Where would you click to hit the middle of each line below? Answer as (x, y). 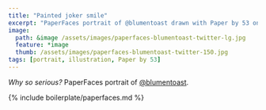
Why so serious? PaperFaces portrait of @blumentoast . (99, 82)
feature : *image (42, 45)
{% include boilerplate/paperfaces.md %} (76, 97)
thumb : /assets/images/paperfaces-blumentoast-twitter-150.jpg (122, 52)
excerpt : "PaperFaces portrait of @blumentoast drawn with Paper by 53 (129, 23)
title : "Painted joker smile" (58, 15)
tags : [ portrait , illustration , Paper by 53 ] (84, 60)
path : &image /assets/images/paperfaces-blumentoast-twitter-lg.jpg (131, 38)
